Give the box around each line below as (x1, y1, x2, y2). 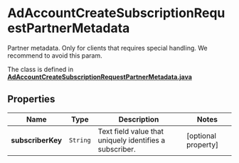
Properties (7, 93, 55, 105)
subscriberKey (11, 135, 63, 145)
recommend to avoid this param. (7, 51, 102, 60)
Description (118, 114, 159, 124)
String (68, 136, 91, 144)
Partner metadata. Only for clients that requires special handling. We (7, 43, 208, 52)
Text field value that (97, 126, 164, 136)
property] (186, 140, 219, 149)
